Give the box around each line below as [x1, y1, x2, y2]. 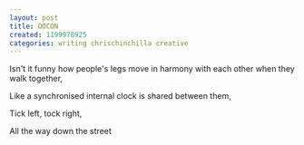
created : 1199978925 [9, 30, 88, 39]
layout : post [9, 13, 59, 23]
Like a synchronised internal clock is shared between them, [9, 91, 231, 101]
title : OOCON [9, 22, 59, 31]
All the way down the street [9, 126, 112, 137]
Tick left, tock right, [9, 108, 83, 119]
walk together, [9, 73, 64, 84]
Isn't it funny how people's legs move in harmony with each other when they [9, 63, 295, 74]
